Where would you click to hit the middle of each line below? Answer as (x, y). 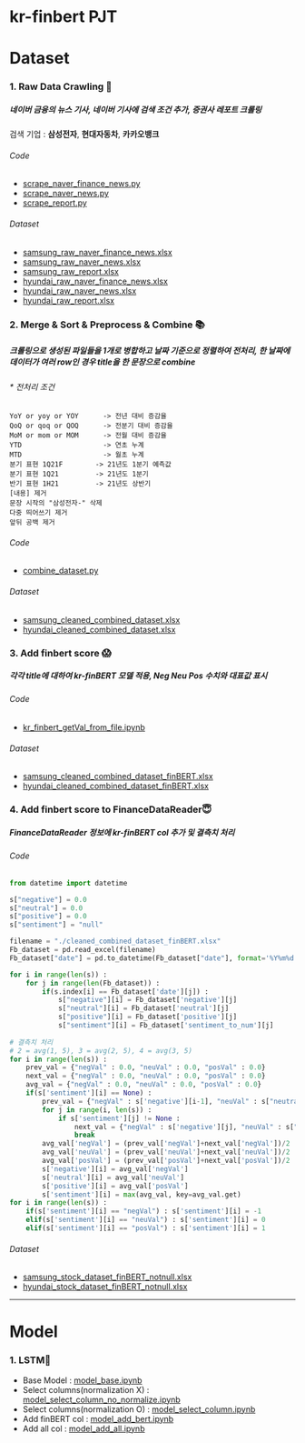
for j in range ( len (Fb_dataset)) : (93, 983)
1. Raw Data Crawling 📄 (61, 86)
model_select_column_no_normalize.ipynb (102, 1399)
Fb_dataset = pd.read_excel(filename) (83, 950)
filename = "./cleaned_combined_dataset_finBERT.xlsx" (115, 942)
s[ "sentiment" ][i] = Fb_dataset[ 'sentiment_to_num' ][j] (166, 1026)
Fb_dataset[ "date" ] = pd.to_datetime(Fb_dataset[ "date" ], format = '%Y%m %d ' (154, 958)
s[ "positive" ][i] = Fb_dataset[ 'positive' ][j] (148, 1017)
